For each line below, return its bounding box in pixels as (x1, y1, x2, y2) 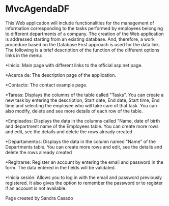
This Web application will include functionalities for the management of (5, 20, 154, 26)
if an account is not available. (5, 185, 67, 191)
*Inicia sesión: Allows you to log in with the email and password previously (5, 174, 162, 181)
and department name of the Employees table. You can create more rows (5, 123, 159, 129)
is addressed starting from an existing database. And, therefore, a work (5, 36, 155, 42)
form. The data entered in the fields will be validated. (5, 164, 116, 170)
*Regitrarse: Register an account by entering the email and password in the (5, 159, 164, 165)
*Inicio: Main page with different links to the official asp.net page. (5, 62, 143, 68)
